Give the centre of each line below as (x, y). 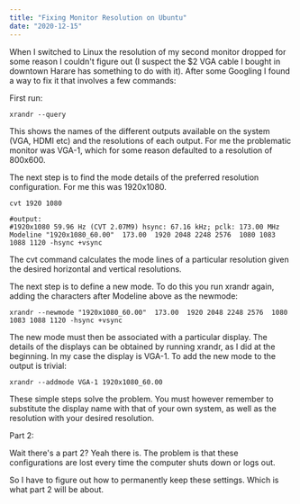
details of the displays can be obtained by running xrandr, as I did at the (142, 346)
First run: (26, 98)
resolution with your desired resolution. (82, 418)
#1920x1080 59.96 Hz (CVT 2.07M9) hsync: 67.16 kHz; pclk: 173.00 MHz (145, 227)
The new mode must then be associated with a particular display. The (138, 337)
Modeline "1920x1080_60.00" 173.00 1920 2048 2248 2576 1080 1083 (143, 235)
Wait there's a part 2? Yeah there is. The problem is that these (124, 453)
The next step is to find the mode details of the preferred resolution (134, 177)
